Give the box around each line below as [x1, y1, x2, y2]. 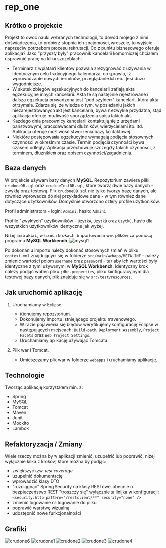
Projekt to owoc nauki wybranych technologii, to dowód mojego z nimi [5, 34, 149, 40]
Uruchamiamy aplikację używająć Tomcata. [19, 337, 109, 343]
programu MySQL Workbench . [5, 237, 69, 243]
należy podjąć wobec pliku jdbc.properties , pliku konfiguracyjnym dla [5, 268, 149, 274]
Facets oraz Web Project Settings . [19, 332, 91, 338]
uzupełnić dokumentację [12, 473, 63, 479]
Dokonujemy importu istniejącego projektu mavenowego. [19, 316, 136, 322]
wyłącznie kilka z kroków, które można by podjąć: [5, 459, 107, 465]
